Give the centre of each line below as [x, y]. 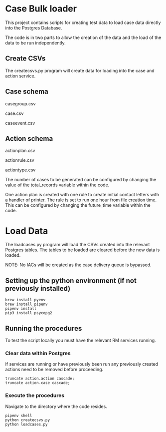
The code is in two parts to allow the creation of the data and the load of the [83, 37]
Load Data [27, 231]
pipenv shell [19, 416]
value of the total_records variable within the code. [57, 185]
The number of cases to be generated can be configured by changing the [81, 180]
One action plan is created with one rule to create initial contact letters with [82, 195]
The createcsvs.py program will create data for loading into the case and [80, 70]
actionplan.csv [20, 151]
